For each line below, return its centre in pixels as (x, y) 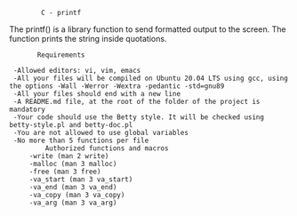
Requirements (61, 55)
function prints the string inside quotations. (88, 39)
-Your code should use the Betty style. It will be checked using (139, 117)
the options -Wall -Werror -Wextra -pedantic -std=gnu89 (117, 86)
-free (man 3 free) (65, 172)
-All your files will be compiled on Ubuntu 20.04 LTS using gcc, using (151, 78)
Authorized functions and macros (107, 148)
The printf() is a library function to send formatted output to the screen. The (148, 29)
